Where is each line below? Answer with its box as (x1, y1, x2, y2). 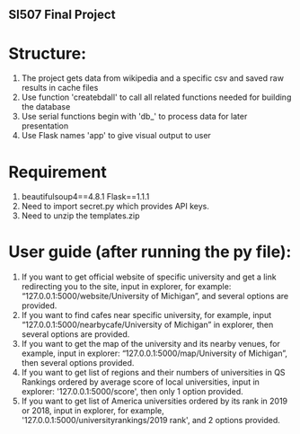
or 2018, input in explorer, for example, (21, 405, 164, 416)
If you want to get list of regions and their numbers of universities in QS (21, 368, 286, 378)
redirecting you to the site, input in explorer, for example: (21, 281, 232, 292)
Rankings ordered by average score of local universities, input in (21, 376, 260, 387)
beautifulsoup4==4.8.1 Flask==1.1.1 (21, 191, 150, 202)
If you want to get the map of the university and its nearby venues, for (21, 339, 280, 350)
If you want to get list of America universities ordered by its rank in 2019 (21, 395, 288, 407)
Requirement (8, 162, 107, 182)
